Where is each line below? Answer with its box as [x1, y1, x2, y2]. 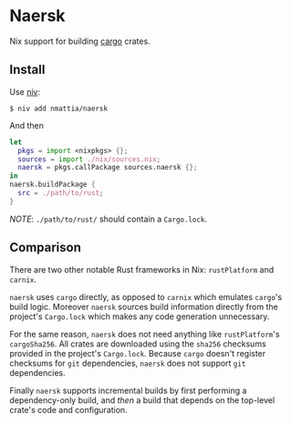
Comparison [9, 240, 82, 255]
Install [9, 62, 46, 78]
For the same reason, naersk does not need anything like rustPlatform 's [9, 328, 280, 339]
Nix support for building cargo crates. [9, 36, 151, 47]
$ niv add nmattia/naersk [9, 104, 108, 113]
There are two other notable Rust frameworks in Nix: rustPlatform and [9, 264, 275, 274]
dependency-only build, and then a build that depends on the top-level [9, 394, 275, 406]
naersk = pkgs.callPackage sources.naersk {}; [17, 163, 198, 172]
